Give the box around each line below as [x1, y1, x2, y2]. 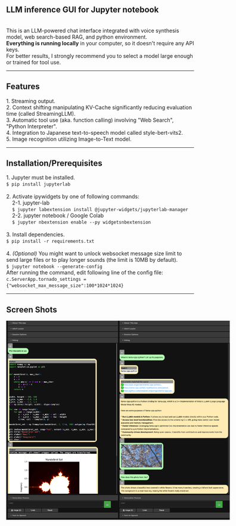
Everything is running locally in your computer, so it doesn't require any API [6, 39, 194, 47]
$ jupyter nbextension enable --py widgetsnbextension [11, 219, 151, 225]
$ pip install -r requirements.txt [6, 239, 95, 245]
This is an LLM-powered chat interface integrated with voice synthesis [6, 27, 179, 34]
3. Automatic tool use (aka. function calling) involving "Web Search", [6, 116, 174, 123]
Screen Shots [6, 304, 58, 315]
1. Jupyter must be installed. [6, 174, 76, 181]
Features [6, 82, 40, 92]
